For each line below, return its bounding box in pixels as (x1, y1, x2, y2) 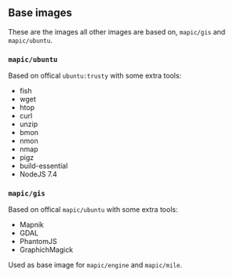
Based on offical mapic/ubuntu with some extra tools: (8, 205, 178, 214)
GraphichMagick (19, 245, 74, 254)
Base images (8, 6, 72, 20)
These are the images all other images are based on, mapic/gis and (8, 27, 226, 36)
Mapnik (19, 220, 45, 230)
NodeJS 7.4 (19, 169, 57, 179)
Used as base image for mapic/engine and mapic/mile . (8, 261, 183, 270)
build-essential (19, 161, 68, 171)
